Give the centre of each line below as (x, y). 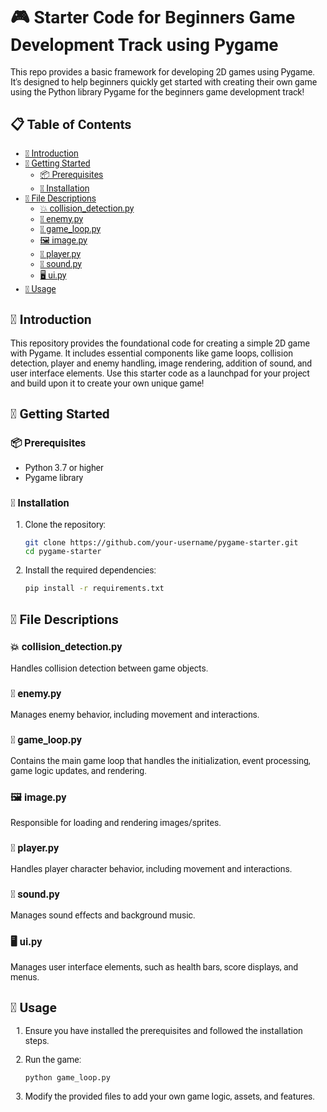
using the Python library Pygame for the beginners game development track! (157, 92)
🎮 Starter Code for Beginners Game (153, 18)
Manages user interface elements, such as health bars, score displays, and (154, 967)
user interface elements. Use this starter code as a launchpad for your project (160, 373)
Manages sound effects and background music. (103, 915)
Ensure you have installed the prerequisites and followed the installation (163, 1031)
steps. (37, 1041)
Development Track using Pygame (144, 45)
